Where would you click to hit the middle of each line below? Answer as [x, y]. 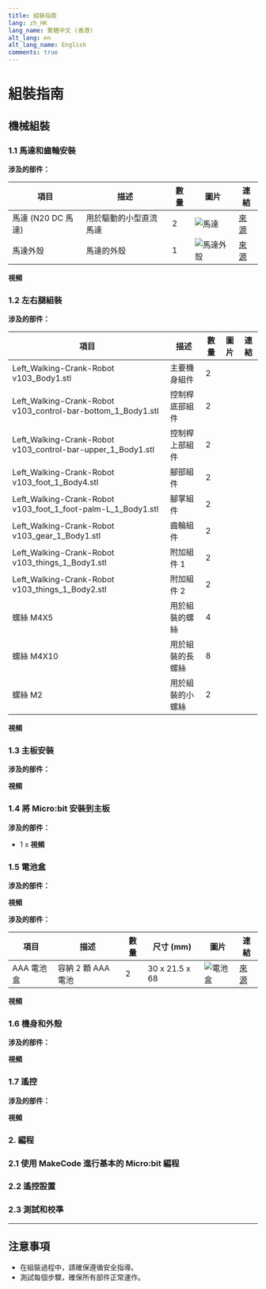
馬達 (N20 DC [38, 217]
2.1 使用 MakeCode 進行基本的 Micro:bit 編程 [94, 1163]
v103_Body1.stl [42, 378]
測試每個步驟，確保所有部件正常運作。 [82, 1277]
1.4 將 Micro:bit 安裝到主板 [59, 808]
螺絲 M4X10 [35, 657]
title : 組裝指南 [32, 15]
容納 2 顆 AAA [84, 969]
